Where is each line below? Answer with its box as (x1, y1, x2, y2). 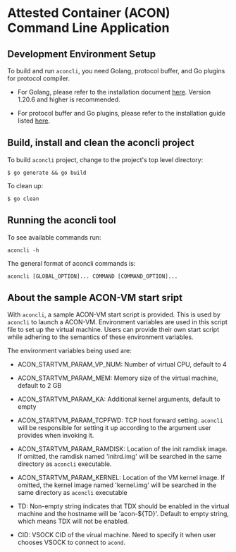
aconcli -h (7, 247, 39, 254)
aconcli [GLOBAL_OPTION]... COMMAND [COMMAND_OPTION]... (7, 273, 178, 280)
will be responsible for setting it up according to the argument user (17, 424, 211, 432)
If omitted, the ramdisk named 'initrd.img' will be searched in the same (17, 453, 222, 461)
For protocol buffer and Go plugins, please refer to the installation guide (17, 109, 226, 117)
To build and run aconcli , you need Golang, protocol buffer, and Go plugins (7, 67, 225, 75)
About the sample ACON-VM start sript (7, 292, 183, 304)
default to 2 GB (17, 381, 62, 390)
